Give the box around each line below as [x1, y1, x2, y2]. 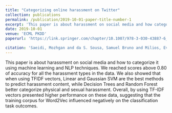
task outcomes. [5, 103, 38, 109]
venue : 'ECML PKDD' [5, 31, 47, 36]
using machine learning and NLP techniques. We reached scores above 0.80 [5, 64, 167, 71]
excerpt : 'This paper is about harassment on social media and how [5, 21, 153, 27]
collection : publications [5, 12, 60, 17]
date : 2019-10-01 [5, 27, 42, 32]
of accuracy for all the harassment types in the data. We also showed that [5, 70, 161, 76]
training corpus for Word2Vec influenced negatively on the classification [5, 97, 158, 103]
